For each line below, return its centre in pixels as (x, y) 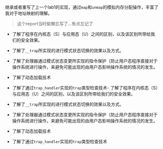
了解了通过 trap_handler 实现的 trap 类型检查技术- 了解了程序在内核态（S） (85, 88)
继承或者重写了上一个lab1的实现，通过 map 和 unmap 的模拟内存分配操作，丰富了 (82, 7)
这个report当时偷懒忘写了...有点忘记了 (55, 24)
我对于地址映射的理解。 (29, 13)
